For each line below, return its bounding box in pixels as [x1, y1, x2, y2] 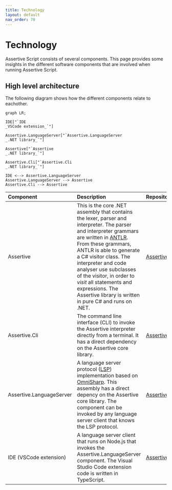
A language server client [76, 432, 136, 439]
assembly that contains [76, 208, 133, 215]
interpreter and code [76, 259, 126, 266]
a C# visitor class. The [76, 253, 131, 260]
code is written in [76, 470, 119, 477]
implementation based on [76, 372, 138, 379]
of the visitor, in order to [76, 272, 135, 279]
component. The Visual [76, 457, 133, 464]
